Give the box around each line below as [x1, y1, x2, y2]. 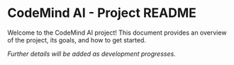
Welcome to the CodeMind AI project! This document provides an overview [7, 28, 227, 37]
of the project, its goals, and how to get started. [7, 35, 147, 44]
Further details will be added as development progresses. [7, 49, 176, 58]
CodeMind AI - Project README [7, 5, 197, 21]
